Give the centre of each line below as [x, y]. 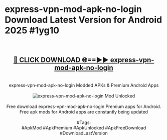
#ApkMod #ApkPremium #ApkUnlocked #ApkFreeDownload [84, 127]
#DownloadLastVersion [84, 133]
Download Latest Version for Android [83, 20]
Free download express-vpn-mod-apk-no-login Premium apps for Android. [84, 106]
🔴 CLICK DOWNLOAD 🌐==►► [61, 60]
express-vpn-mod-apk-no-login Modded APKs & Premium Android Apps [84, 85]
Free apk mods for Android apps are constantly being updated [84, 111]
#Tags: [84, 122]
